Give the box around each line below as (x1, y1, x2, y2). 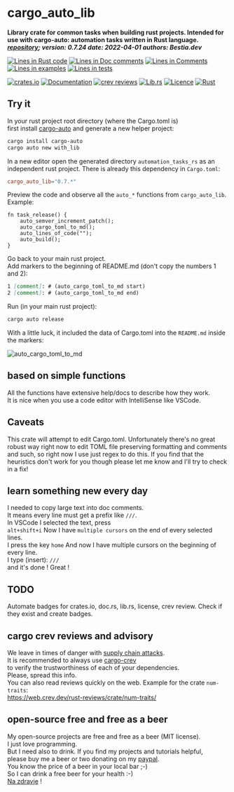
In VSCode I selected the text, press (7, 518, 111, 527)
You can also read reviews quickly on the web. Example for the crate (7, 678, 205, 687)
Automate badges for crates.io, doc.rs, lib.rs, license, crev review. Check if (7, 602, 223, 611)
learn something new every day (7, 485, 149, 497)
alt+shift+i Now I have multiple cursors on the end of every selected (7, 526, 212, 535)
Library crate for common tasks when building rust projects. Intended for (7, 28, 224, 36)
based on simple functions (7, 370, 126, 382)
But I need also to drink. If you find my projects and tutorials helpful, (7, 747, 203, 756)
